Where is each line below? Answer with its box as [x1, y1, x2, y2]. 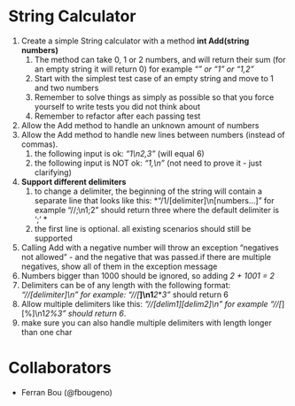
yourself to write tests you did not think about [34, 101, 201, 111]
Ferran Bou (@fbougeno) [20, 387, 113, 397]
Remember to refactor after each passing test [34, 111, 201, 121]
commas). [20, 139, 58, 149]
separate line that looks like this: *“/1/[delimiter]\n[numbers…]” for [34, 195, 275, 205]
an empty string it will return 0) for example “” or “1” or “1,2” [34, 64, 254, 74]
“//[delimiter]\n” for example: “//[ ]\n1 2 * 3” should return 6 [20, 289, 229, 300]
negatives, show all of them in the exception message [20, 261, 218, 272]
